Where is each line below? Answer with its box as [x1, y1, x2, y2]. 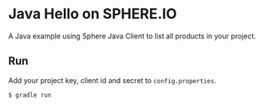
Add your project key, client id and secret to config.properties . [8, 75, 217, 85]
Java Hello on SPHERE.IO [8, 5, 177, 23]
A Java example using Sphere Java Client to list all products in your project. [8, 31, 257, 41]
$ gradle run [8, 91, 52, 99]
